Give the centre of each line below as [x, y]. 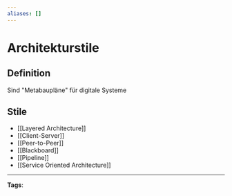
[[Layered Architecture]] [51, 128]
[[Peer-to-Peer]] [40, 143]
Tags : [16, 185]
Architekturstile [53, 47]
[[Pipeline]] [33, 158]
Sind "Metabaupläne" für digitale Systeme [67, 90]
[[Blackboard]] [38, 150]
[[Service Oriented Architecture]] [64, 165]
